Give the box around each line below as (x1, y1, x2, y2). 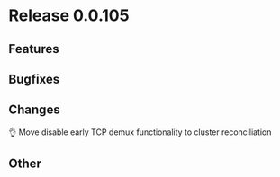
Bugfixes (8, 71, 60, 86)
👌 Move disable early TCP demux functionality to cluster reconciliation (8, 127, 272, 137)
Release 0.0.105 (8, 5, 130, 26)
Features (8, 41, 59, 57)
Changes (8, 102, 60, 118)
